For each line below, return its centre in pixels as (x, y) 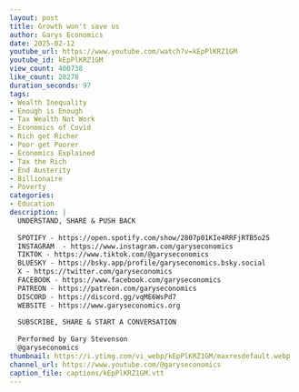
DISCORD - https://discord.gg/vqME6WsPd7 (97, 297)
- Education (32, 204)
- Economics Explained (52, 153)
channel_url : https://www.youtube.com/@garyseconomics (115, 365)
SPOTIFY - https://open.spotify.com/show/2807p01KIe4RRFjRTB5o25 (144, 237)
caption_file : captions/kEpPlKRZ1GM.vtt (87, 373)
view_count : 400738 (46, 69)
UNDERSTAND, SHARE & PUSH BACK (77, 221)
